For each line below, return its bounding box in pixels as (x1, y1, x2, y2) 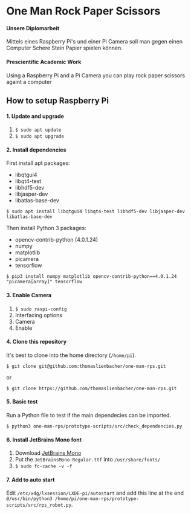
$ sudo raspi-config (15, 306, 67, 312)
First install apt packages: (6, 159, 71, 167)
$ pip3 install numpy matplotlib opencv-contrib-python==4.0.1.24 (6, 274, 177, 280)
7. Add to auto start (6, 476, 55, 483)
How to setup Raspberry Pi (6, 95, 109, 106)
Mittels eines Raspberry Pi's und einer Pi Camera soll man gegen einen (6, 38, 183, 45)
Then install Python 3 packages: (6, 225, 86, 232)
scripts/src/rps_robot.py (6, 503, 71, 509)
